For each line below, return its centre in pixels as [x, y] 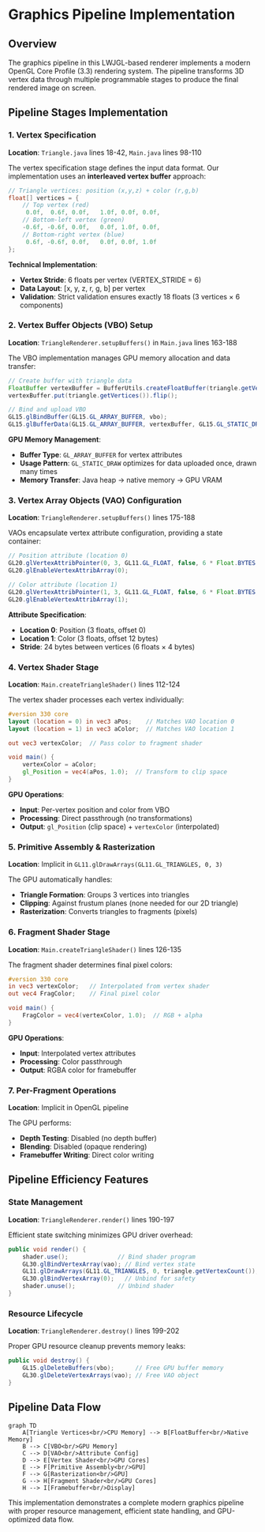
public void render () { [47, 1249]
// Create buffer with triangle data [70, 381]
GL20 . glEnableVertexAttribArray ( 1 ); [68, 599]
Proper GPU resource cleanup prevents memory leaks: [97, 1346]
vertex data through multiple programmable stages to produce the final [123, 79]
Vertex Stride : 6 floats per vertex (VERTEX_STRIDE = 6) [110, 280]
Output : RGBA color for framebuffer [78, 1070]
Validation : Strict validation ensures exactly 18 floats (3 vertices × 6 [130, 296]
